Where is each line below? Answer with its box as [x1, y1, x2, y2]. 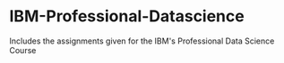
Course [9, 44, 37, 55]
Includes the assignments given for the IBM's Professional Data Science [9, 35, 275, 46]
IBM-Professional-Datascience [9, 6, 245, 27]
